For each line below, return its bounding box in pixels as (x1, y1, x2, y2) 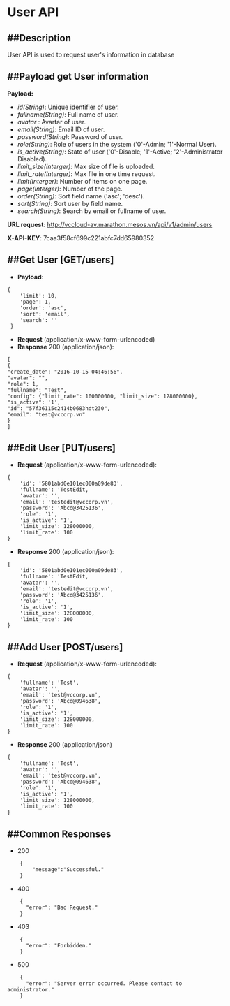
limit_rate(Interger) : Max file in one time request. (17, 169, 156, 178)
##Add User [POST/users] (7, 641, 123, 653)
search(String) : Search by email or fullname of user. (17, 207, 167, 215)
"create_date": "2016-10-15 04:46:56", (7, 368, 123, 375)
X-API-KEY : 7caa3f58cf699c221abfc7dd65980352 (7, 233, 155, 242)
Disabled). (17, 154, 47, 163)
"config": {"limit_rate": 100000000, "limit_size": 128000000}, (7, 393, 198, 400)
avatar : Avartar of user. (17, 117, 86, 126)
